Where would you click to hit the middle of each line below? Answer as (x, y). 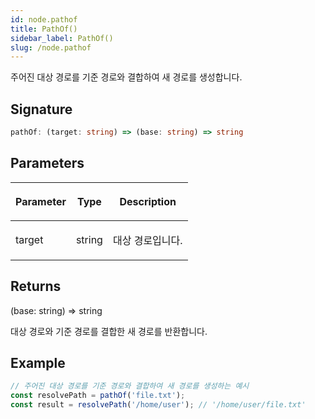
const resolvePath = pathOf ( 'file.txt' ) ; (98, 396)
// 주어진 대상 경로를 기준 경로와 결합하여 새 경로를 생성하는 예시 (130, 386)
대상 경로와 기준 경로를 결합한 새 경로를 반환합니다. (109, 331)
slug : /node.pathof (51, 47)
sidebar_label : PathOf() (62, 38)
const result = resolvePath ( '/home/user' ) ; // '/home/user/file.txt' (158, 405)
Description (148, 201)
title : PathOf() (44, 29)
